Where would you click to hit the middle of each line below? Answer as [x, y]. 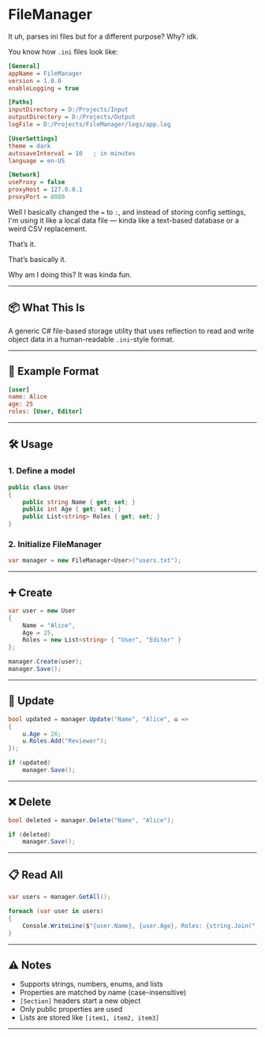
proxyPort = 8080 [37, 197]
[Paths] [21, 103]
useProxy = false [37, 182]
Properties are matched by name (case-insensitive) [103, 993]
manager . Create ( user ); [45, 662]
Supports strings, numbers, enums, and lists [91, 984]
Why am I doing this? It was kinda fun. [70, 275]
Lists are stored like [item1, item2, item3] [89, 1018]
